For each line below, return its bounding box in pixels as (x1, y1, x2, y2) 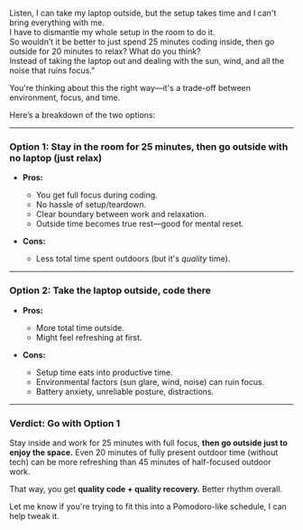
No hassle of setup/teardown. (35, 199, 147, 210)
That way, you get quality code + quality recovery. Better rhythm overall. (9, 483, 282, 494)
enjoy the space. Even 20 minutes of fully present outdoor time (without (9, 446, 279, 458)
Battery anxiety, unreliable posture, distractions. (35, 386, 215, 397)
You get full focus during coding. (35, 189, 158, 201)
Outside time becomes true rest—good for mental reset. (35, 218, 244, 229)
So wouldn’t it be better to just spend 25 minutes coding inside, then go (9, 36, 275, 47)
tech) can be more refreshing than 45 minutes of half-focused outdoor (9, 456, 271, 467)
